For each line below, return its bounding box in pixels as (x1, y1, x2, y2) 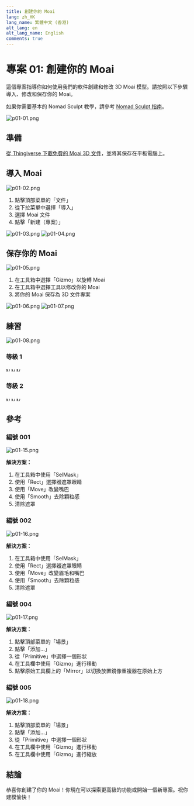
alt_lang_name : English (6, 30, 64, 36)
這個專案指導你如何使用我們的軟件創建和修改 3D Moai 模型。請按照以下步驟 (6, 83, 188, 90)
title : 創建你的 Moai (6, 8, 56, 15)
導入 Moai (6, 168, 42, 178)
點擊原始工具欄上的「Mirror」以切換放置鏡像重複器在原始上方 (14, 667, 163, 674)
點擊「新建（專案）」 (14, 218, 64, 225)
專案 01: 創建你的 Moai (6, 63, 115, 76)
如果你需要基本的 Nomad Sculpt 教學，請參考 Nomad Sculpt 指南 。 (6, 103, 168, 110)
